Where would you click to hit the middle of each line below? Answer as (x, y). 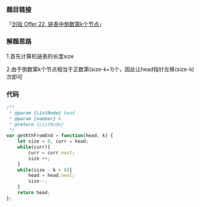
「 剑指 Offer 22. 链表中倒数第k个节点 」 (56, 24)
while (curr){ (34, 147)
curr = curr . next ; (52, 152)
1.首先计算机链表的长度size (40, 56)
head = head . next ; (52, 176)
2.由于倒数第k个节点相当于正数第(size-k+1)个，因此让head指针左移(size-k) (100, 69)
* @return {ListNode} (36, 124)
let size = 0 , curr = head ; (53, 141)
